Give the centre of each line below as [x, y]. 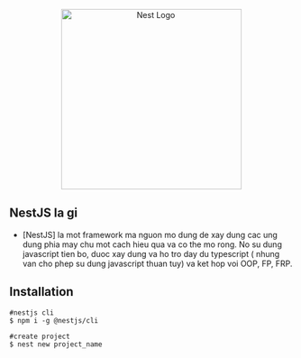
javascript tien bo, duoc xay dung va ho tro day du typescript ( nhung [151, 253]
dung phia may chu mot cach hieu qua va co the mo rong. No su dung [152, 244]
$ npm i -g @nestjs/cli [54, 320]
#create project [40, 336]
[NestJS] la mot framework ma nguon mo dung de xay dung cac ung [150, 234]
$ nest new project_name [56, 344]
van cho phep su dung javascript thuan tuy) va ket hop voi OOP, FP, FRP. [157, 263]
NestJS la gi [44, 213]
